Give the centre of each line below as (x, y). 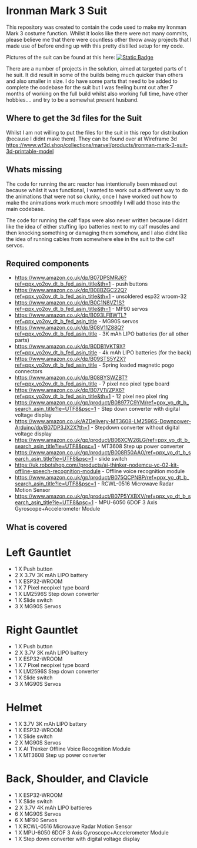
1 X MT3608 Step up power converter (60, 755)
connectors (29, 371)
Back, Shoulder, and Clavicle (77, 778)
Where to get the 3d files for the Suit (74, 118)
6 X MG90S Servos (38, 814)
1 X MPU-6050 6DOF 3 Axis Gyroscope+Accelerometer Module (91, 832)
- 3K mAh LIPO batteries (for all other (143, 334)
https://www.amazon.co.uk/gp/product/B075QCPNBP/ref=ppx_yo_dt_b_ (102, 478)
